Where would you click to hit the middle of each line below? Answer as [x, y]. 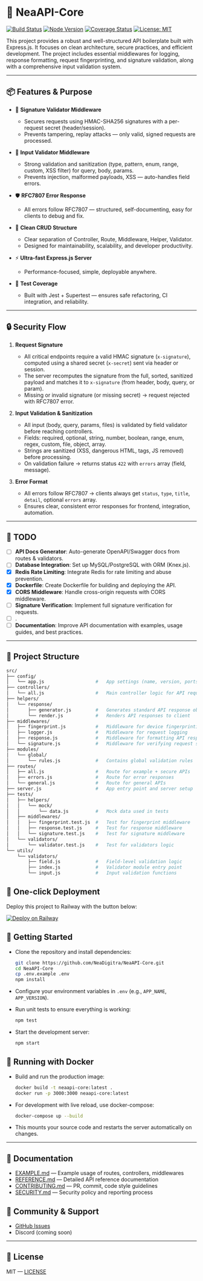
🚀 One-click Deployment [53, 892]
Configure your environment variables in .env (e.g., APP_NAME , [91, 991]
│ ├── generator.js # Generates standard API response [98, 710]
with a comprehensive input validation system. [64, 67]
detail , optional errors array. [60, 500]
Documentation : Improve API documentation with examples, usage [99, 625]
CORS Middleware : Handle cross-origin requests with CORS [90, 592]
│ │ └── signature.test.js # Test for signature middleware [96, 834]
